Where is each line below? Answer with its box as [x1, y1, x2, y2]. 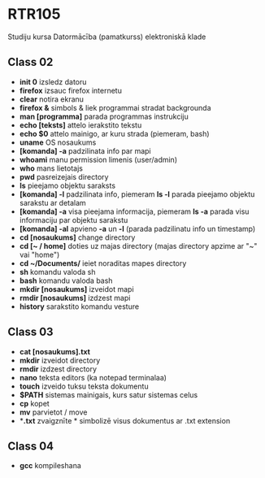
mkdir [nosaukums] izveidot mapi [19, 284, 135, 293]
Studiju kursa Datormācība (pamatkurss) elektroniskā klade [7, 32, 206, 41]
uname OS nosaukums [19, 137, 97, 147]
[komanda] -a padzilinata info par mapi [19, 146, 151, 155]
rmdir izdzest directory [19, 363, 98, 374]
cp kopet [19, 398, 50, 408]
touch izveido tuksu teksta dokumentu [19, 381, 149, 391]
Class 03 [7, 325, 54, 339]
